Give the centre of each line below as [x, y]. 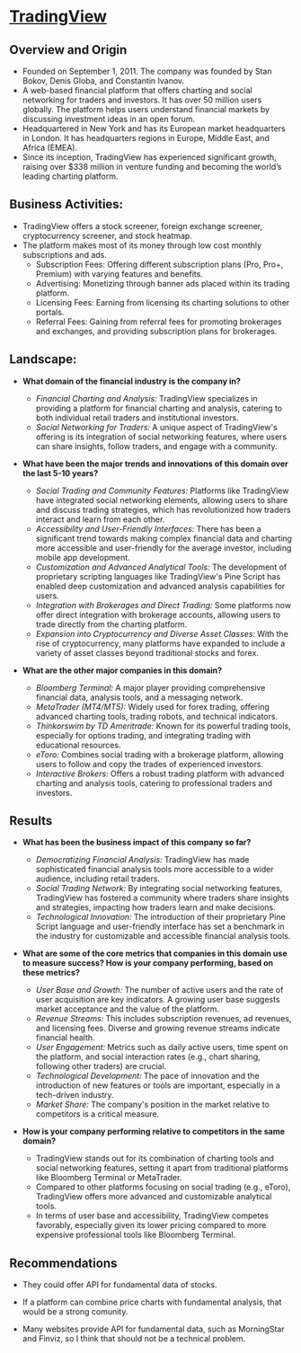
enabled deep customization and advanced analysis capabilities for [160, 586]
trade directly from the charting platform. [111, 624]
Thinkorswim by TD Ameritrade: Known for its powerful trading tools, [163, 726]
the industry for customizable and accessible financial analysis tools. [163, 936]
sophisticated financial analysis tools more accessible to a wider [155, 870]
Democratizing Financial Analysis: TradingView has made [142, 860]
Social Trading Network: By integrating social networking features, [159, 889]
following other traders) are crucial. [101, 1066]
